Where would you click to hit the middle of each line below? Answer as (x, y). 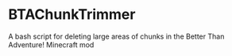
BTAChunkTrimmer (72, 15)
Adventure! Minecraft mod (51, 44)
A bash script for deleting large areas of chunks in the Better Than (116, 36)
